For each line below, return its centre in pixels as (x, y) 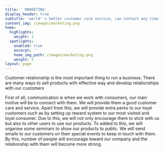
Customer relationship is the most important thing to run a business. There (80, 78)
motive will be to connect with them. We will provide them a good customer (81, 103)
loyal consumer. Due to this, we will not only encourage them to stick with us (82, 118)
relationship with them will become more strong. (54, 144)
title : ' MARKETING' (26, 9)
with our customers (25, 88)
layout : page (18, 64)
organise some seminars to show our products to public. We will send (75, 129)
